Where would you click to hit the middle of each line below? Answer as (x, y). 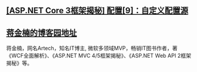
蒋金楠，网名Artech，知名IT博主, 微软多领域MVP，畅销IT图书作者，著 (92, 48)
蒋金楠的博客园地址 (41, 32)
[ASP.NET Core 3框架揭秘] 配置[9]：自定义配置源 (97, 11)
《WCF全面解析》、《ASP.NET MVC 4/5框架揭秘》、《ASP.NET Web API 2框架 (99, 56)
